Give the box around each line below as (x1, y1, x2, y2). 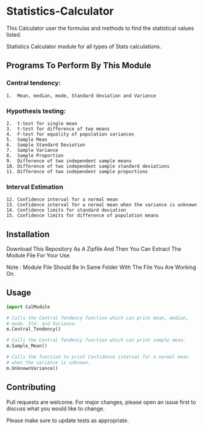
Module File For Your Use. (6, 252, 72, 259)
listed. (6, 30, 22, 38)
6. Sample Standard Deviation (6, 142, 86, 148)
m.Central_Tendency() (6, 326, 61, 332)
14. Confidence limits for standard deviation (6, 207, 126, 213)
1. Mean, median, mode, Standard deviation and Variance (6, 93, 156, 99)
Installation (6, 229, 50, 239)
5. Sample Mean (6, 136, 47, 143)
